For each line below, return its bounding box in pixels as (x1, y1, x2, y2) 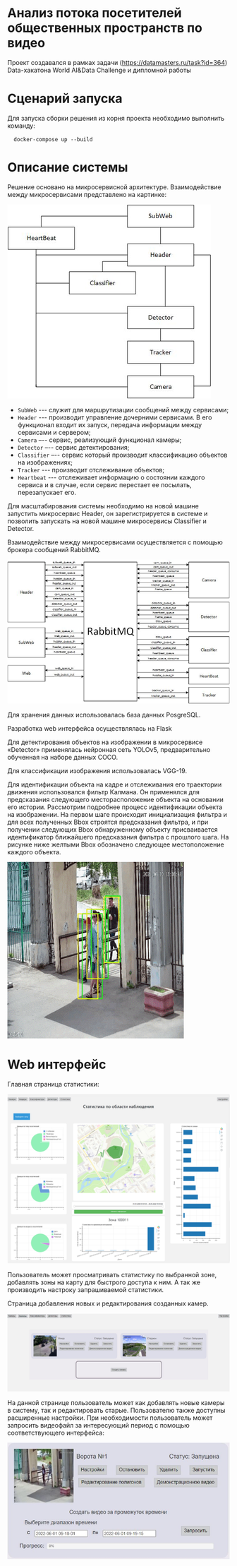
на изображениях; (17, 458, 73, 467)
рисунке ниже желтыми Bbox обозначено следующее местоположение (7, 840, 224, 849)
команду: (7, 121, 35, 130)
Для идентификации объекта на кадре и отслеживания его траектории (7, 780, 222, 789)
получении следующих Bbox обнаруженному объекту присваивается (7, 825, 219, 834)
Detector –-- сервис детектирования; (17, 443, 130, 451)
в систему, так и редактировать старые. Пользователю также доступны (7, 1406, 226, 1414)
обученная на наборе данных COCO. (7, 753, 119, 761)
